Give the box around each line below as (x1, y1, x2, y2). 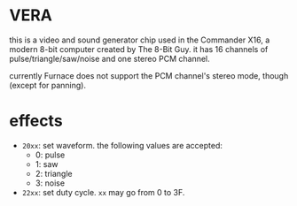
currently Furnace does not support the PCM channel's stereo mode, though (9, 70, 289, 80)
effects (9, 111, 64, 131)
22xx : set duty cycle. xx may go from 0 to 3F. (21, 187, 185, 197)
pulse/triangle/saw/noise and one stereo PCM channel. (9, 53, 210, 64)
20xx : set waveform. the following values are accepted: (21, 140, 223, 150)
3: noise (35, 178, 65, 188)
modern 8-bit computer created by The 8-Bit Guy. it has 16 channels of (9, 43, 269, 54)
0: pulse (35, 149, 66, 160)
